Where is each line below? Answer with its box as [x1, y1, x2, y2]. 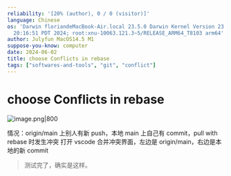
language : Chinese [7, 17, 60, 24]
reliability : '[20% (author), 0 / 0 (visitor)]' [7, 10, 150, 17]
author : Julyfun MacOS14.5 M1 [7, 36, 95, 43]
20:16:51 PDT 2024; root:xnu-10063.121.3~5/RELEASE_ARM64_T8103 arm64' [13, 29, 225, 37]
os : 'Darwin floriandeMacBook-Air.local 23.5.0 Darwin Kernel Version [7, 23, 215, 30]
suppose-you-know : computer [7, 42, 89, 49]
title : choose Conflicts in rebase [7, 55, 110, 62]
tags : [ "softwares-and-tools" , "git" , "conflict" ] [7, 62, 156, 69]
